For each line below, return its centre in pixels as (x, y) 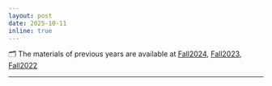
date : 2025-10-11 (38, 23)
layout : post (30, 16)
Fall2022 (23, 66)
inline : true (30, 31)
